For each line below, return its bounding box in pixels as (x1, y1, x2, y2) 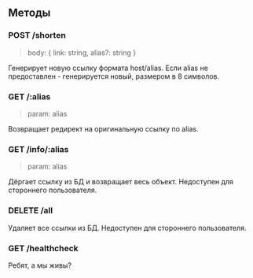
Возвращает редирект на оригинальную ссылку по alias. (8, 124, 199, 133)
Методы (8, 6, 51, 20)
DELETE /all (8, 205, 53, 216)
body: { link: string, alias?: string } (27, 47, 137, 57)
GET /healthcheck (8, 243, 79, 254)
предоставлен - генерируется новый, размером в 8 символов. (8, 71, 220, 81)
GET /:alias (8, 91, 51, 102)
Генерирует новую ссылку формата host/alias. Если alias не (8, 63, 208, 72)
